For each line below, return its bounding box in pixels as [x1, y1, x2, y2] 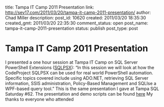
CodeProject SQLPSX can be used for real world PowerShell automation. [5, 70, 154, 76]
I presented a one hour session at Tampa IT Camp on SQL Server [5, 59, 138, 65]
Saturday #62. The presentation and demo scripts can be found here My [5, 91, 153, 97]
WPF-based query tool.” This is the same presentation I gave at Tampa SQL [5, 86, 160, 92]
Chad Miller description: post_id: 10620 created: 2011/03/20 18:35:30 [5, 15, 146, 20]
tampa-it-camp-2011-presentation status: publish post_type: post [5, 25, 138, 31]
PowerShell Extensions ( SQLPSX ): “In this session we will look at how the [5, 64, 155, 70]
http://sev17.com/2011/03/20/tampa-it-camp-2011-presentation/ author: [5, 9, 151, 15]
